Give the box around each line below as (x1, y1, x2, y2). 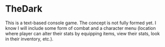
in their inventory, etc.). (5, 36, 54, 42)
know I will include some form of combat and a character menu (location (5, 25, 156, 31)
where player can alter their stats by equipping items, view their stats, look (5, 30, 160, 36)
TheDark (5, 3, 43, 15)
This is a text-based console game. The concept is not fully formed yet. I (5, 20, 156, 26)
